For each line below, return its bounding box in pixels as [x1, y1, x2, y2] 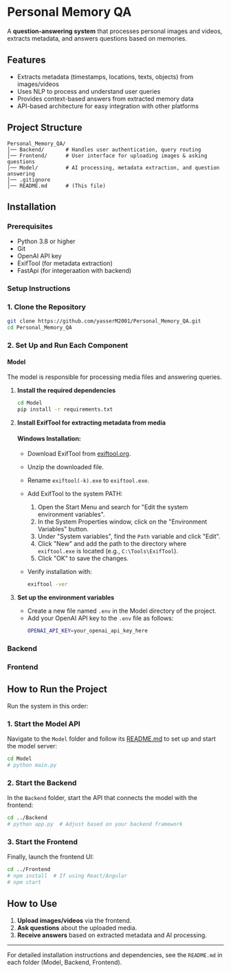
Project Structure [7, 122, 82, 134]
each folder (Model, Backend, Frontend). [7, 958, 122, 966]
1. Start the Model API [7, 719, 80, 728]
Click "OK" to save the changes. [37, 554, 129, 562]
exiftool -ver [27, 581, 68, 588]
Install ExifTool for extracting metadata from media [16, 418, 166, 427]
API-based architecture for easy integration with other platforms [16, 101, 199, 110]
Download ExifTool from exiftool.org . [27, 449, 131, 458]
